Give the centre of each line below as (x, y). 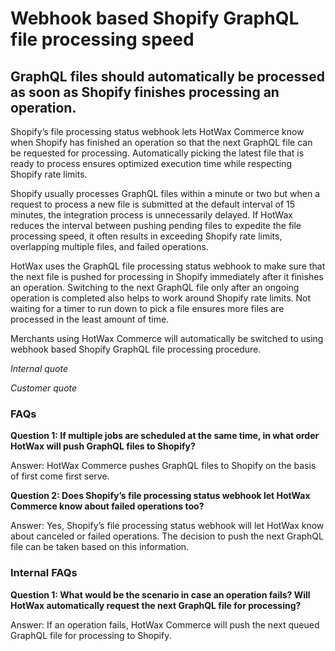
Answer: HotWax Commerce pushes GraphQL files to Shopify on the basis (163, 466)
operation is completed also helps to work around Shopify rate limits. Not (161, 298)
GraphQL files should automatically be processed (167, 76)
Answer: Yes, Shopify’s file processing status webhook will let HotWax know (167, 526)
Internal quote (39, 368)
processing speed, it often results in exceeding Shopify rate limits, (146, 236)
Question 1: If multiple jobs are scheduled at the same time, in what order (165, 436)
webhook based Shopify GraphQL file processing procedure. (136, 349)
